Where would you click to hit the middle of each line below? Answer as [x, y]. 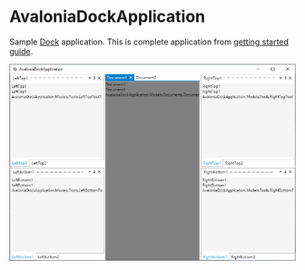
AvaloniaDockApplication [108, 17]
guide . [21, 51]
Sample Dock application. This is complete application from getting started [149, 42]
